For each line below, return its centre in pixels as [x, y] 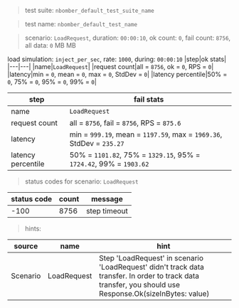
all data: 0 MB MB [50, 45]
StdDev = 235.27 [97, 143]
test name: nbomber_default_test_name [81, 24]
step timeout [107, 211]
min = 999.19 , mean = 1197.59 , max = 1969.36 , [146, 134]
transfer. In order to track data [149, 276]
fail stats [149, 99]
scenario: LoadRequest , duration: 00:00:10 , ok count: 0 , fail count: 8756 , [128, 38]
